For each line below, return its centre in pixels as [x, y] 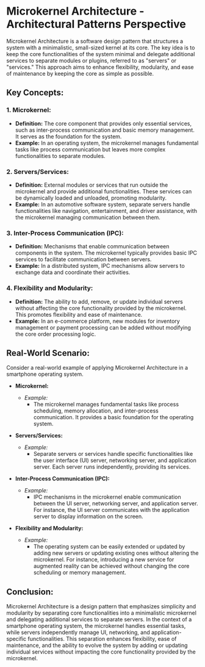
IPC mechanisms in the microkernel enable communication [107, 497]
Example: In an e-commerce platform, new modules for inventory [97, 321]
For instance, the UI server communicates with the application [111, 510]
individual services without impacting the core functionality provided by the [101, 652]
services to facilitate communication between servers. [83, 259]
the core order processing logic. [56, 334]
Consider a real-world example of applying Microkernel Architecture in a [97, 368]
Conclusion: [30, 592]
